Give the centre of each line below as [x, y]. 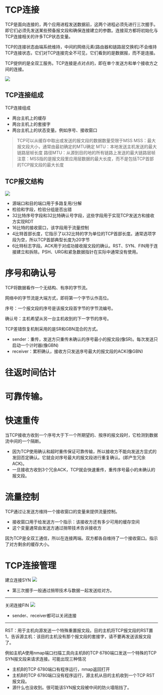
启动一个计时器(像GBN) [35, 345]
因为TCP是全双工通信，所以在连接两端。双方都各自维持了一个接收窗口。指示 [81, 538]
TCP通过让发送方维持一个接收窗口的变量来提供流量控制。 [62, 511]
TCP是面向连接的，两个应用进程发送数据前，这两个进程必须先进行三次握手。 [81, 24]
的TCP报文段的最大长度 [40, 165]
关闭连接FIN [17, 605]
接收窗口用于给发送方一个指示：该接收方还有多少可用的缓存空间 [76, 522]
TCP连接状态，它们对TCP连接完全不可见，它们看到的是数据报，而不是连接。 [81, 53]
